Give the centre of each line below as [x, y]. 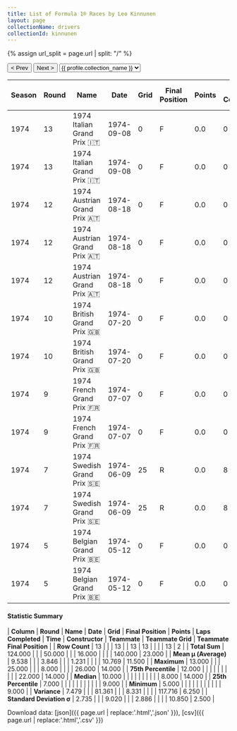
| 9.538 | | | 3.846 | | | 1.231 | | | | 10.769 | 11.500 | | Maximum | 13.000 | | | [114, 662]
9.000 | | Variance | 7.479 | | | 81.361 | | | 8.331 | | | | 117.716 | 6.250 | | [108, 692]
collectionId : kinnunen [42, 33]
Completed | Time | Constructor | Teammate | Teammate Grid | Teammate [118, 639]
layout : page [26, 20]
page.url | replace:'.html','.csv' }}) [55, 720]
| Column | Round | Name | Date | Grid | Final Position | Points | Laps [109, 632]
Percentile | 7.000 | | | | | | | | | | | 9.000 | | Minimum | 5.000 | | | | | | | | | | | [114, 684]
